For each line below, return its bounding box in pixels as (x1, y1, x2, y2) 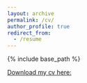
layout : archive (7, 10, 54, 17)
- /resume (13, 36, 42, 43)
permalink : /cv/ (7, 17, 54, 24)
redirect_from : (7, 29, 52, 37)
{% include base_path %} (7, 55, 81, 63)
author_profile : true (7, 23, 70, 30)
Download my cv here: (7, 68, 72, 77)
